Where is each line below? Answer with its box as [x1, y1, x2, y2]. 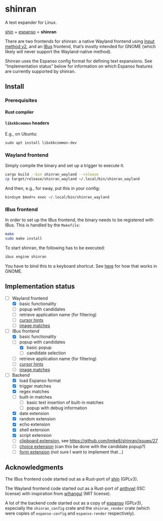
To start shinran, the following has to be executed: [5, 245, 105, 251]
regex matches [19, 388, 49, 394]
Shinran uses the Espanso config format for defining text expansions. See [5, 58, 153, 64]
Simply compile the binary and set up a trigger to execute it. [5, 163, 125, 169]
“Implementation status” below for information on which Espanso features [5, 63, 153, 69]
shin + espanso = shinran [5, 29, 57, 35]
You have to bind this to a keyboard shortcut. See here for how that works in [5, 263, 157, 269]
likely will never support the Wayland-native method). [5, 49, 112, 54]
